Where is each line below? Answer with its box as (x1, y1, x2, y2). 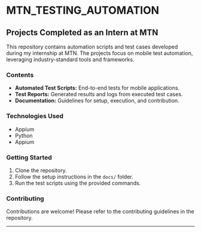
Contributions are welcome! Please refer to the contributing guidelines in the (6, 208, 194, 215)
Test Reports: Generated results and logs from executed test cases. (14, 91, 183, 98)
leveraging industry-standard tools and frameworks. (6, 56, 135, 63)
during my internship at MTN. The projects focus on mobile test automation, (6, 50, 193, 57)
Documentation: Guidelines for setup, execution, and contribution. (14, 97, 179, 105)
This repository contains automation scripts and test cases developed (6, 43, 178, 50)
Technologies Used (6, 112, 64, 120)
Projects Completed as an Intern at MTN (6, 27, 159, 38)
